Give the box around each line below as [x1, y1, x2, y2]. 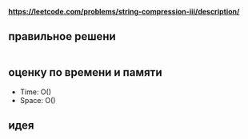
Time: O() [19, 87, 52, 97]
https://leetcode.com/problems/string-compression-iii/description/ [8, 7, 240, 16]
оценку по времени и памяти [8, 66, 162, 79]
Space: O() [19, 95, 56, 105]
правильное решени [8, 30, 116, 43]
